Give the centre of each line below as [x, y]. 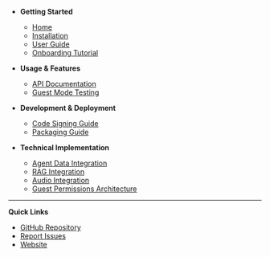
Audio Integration [61, 180]
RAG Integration [58, 171]
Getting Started [47, 12]
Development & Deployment [68, 108]
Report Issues [43, 236]
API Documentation [64, 84]
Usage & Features [50, 68]
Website [34, 245]
